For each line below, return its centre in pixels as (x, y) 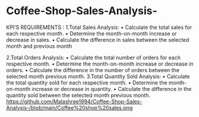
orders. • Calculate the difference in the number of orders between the (93, 70)
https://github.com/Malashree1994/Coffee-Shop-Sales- (74, 101)
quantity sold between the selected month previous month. (78, 95)
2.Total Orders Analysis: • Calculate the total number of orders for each (94, 57)
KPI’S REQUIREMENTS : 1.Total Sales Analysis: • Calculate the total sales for (99, 27)
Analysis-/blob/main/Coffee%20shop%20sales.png (70, 108)
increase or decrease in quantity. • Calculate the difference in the (112, 89)
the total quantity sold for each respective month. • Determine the (87, 82)
